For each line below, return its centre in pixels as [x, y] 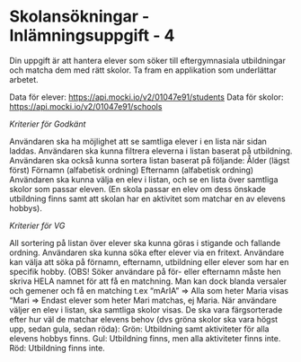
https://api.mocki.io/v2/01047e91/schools [86, 106]
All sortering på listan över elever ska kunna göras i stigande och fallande [145, 243]
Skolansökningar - [80, 17]
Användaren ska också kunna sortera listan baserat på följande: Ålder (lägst [150, 160]
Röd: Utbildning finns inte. [57, 348]
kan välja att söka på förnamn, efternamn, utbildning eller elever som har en [149, 261]
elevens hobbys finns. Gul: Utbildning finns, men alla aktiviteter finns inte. [145, 338]
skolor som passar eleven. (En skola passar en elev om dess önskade [138, 189]
